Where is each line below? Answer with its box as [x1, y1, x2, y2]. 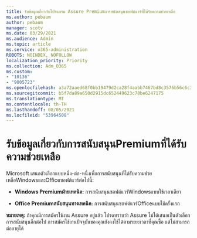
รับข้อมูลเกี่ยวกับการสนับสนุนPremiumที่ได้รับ [6, 137, 186, 151]
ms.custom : [6, 69, 33, 74]
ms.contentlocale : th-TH [6, 101, 67, 107]
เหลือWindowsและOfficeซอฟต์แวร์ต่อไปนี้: [6, 176, 94, 183]
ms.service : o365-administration [6, 47, 88, 53]
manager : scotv [6, 25, 43, 31]
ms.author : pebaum [6, 14, 51, 20]
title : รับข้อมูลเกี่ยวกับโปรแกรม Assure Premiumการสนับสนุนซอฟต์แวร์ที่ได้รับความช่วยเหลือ [6, 8, 176, 15]
